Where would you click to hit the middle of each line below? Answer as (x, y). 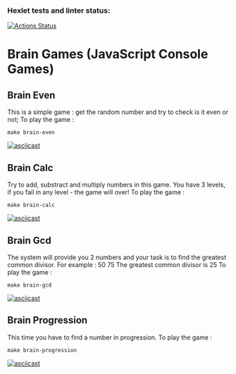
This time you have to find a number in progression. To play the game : (110, 337)
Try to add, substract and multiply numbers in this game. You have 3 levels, (117, 185)
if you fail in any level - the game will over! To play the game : (96, 192)
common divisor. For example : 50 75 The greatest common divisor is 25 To (117, 264)
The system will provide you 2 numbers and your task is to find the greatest (117, 257)
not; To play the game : (41, 120)
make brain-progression (42, 350)
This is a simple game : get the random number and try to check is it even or (118, 112)
